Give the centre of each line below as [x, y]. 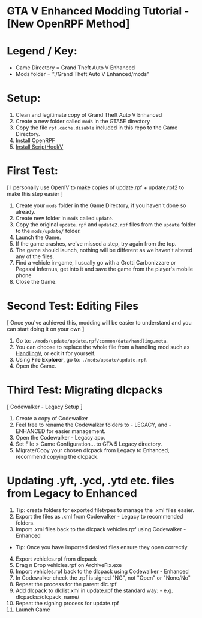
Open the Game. [36, 366]
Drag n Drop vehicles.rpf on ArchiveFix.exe [69, 565]
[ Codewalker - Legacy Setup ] [45, 407]
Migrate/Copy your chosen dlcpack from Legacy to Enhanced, [92, 450]
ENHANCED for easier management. [61, 431]
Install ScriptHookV [39, 147]
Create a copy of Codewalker [52, 418]
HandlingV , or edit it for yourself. [55, 353]
